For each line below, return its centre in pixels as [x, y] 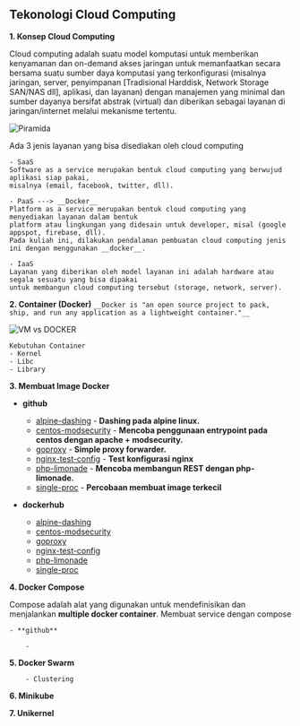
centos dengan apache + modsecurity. [109, 439]
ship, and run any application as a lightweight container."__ [130, 313]
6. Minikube [32, 696]
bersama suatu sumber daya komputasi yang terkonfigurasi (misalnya [138, 73]
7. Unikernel [32, 713]
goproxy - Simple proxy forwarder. [101, 449]
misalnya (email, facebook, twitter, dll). [92, 186]
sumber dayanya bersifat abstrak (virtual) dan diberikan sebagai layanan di [147, 101]
